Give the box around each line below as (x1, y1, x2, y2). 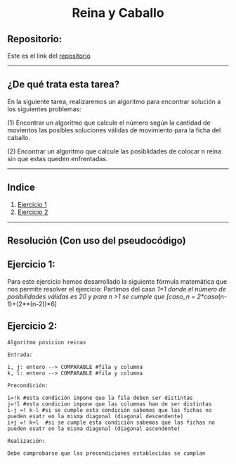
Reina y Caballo (72, 5, 164, 21)
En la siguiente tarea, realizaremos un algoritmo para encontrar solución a (7, 97, 221, 106)
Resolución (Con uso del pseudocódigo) (7, 234, 186, 247)
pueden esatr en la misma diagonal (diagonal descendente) (7, 413, 184, 420)
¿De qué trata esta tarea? (7, 79, 120, 91)
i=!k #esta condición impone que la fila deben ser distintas (7, 394, 193, 401)
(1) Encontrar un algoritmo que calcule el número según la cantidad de (7, 118, 211, 127)
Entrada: (7, 351, 33, 358)
